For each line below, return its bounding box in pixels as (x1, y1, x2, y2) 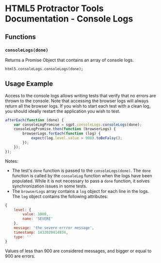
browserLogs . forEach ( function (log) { (22, 131, 101, 136)
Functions (5, 33, 36, 41)
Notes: (5, 158, 18, 164)
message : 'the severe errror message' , (14, 225, 95, 230)
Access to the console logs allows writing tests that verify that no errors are (5, 93, 156, 98)
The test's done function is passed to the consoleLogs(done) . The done (12, 168, 151, 173)
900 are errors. (5, 253, 35, 259)
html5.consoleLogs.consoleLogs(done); (5, 66, 83, 71)
